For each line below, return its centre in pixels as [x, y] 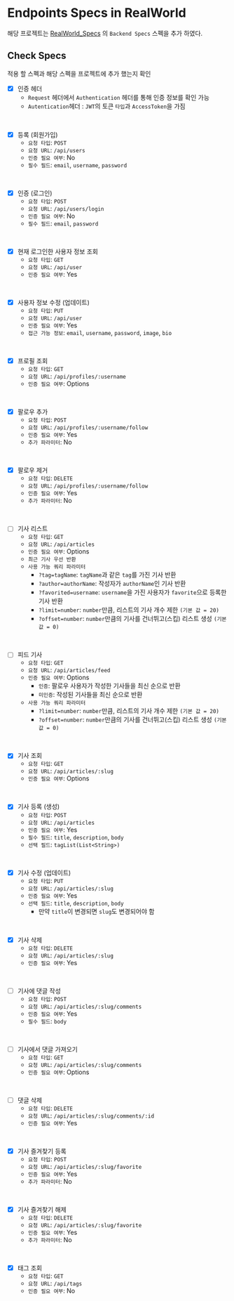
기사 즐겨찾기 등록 [42, 1151]
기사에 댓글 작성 [39, 991]
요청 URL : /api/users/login [66, 208]
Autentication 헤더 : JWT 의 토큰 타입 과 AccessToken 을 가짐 [106, 106]
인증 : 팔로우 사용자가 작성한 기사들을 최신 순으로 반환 [109, 686]
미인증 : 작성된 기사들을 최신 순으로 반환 [90, 695]
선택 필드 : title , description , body [76, 903]
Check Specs [37, 56]
